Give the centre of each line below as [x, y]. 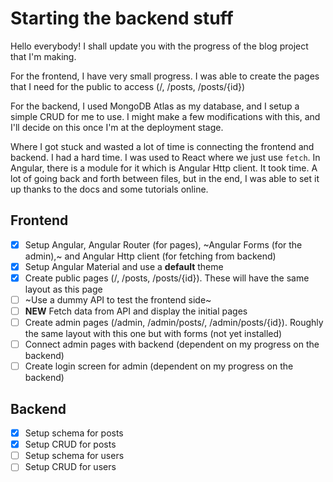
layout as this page [63, 289]
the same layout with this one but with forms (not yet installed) [153, 334]
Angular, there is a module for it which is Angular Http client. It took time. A [164, 168]
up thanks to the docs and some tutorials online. [109, 189]
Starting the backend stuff [122, 18]
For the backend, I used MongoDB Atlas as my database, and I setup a [155, 106]
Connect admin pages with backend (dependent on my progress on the [172, 344]
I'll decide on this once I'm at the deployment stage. [117, 127]
